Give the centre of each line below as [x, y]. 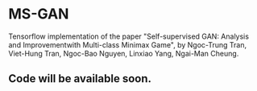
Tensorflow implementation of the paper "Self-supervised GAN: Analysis [129, 36]
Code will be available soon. [80, 79]
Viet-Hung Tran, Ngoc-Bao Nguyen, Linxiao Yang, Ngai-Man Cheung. [124, 53]
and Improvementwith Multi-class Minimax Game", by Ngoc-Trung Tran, [128, 44]
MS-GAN [39, 14]
